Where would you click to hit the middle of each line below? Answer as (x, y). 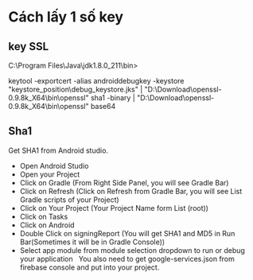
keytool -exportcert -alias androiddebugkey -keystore (96, 81)
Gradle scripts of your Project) (69, 200)
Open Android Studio (54, 165)
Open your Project (50, 174)
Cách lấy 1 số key (66, 17)
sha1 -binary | (113, 98)
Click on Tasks (44, 216)
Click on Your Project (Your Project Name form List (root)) (114, 208)
